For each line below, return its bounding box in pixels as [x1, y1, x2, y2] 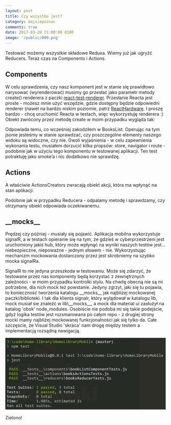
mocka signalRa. [5, 258, 40, 264]
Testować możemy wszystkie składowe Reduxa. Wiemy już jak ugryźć [5, 50, 153, 56]
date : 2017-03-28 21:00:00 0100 [5, 30, 74, 35]
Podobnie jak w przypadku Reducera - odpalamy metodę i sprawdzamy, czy [5, 197, 165, 203]
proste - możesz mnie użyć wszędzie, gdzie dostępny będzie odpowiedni [5, 100, 160, 106]
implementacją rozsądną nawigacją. [5, 328, 80, 334]
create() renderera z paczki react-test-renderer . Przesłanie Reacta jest [5, 95, 153, 101]
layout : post [5, 8, 33, 13]
